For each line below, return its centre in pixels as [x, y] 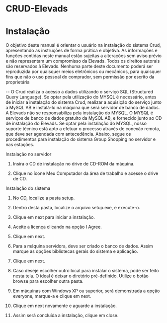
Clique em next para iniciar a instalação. [54, 217]
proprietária [18, 82]
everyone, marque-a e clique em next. [52, 296]
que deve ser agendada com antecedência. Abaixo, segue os [68, 134]
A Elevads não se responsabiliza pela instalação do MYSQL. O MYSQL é [80, 113]
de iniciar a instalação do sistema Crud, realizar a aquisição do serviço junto [84, 102]
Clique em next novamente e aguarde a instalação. [65, 306]
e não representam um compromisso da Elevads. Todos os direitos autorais [83, 61]
